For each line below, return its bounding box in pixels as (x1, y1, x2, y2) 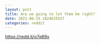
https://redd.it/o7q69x (5, 34, 50, 40)
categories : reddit (5, 20, 45, 26)
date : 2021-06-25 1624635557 (5, 16, 65, 21)
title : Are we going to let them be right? (5, 12, 96, 16)
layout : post (5, 7, 32, 12)
